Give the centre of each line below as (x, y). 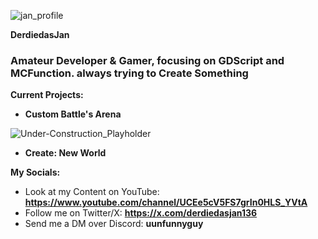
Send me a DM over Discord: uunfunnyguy (114, 224)
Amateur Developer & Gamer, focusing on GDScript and (147, 60)
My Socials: (35, 172)
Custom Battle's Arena (73, 114)
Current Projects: (47, 95)
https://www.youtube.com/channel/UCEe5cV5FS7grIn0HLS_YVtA (166, 202)
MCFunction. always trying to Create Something (129, 73)
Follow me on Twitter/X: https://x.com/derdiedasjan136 (141, 213)
